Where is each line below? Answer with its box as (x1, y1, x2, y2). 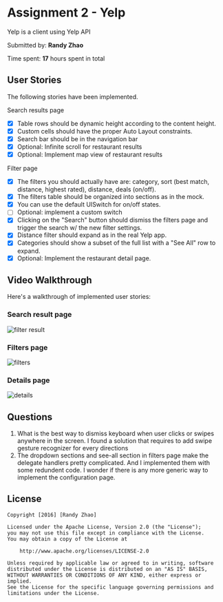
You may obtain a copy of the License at (7, 535, 128, 542)
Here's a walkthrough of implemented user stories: (7, 293, 151, 301)
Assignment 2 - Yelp (7, 5, 126, 21)
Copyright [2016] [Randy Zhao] (7, 511, 97, 518)
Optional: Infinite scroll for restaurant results (17, 143, 142, 151)
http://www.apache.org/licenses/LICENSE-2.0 (19, 548, 149, 554)
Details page (7, 375, 50, 385)
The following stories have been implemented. (7, 92, 139, 101)
